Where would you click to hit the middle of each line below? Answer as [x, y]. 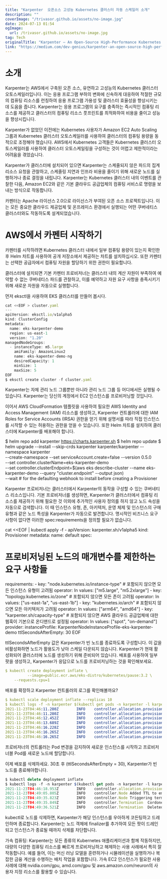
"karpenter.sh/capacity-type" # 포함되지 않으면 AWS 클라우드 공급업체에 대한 [82, 615]
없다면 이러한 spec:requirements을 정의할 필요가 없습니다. [75, 520]
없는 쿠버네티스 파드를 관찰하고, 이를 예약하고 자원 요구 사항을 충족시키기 [90, 279]
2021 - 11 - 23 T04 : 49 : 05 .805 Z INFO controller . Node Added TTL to [81, 793]
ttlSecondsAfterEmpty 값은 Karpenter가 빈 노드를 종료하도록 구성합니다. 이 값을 [83, 643]
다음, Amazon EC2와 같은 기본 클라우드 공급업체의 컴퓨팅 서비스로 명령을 [85, 184]
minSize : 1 [25, 365]
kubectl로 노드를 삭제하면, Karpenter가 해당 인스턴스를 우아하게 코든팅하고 [78, 817]
